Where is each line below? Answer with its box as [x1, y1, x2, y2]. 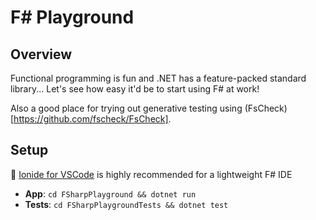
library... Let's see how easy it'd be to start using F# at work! [10, 83, 260, 95]
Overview [10, 46, 73, 63]
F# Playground [10, 6, 135, 29]
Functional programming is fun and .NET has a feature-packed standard [10, 72, 307, 84]
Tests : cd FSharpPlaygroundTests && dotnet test [24, 198, 229, 210]
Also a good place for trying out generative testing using [10, 102, 243, 114]
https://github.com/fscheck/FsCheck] [13, 113, 169, 125]
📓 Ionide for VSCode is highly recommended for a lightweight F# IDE [10, 168, 293, 180]
